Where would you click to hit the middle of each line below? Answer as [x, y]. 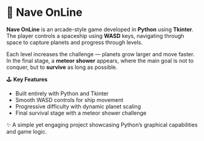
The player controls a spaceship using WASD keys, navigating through [96, 35]
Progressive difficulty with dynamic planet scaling [78, 106]
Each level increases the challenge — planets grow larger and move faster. [100, 54]
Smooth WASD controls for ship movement [69, 99]
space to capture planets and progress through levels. [74, 42]
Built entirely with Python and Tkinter [62, 93]
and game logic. [27, 131]
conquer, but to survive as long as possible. [62, 67]
